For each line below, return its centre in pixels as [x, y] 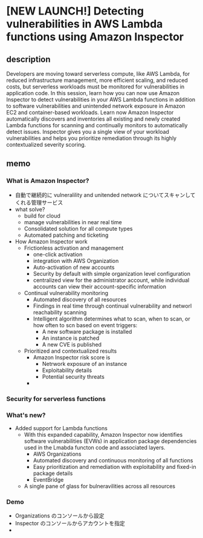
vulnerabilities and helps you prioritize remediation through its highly [92, 138]
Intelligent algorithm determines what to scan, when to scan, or [111, 319]
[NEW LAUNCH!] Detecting [75, 11]
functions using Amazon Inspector [95, 37]
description [28, 59]
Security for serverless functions [56, 399]
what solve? [30, 209]
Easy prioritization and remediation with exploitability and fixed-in [114, 467]
